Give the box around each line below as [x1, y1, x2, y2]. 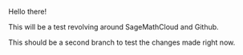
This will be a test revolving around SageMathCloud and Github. [8, 22, 219, 31]
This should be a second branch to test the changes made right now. [8, 37, 236, 47]
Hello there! [8, 7, 47, 16]
